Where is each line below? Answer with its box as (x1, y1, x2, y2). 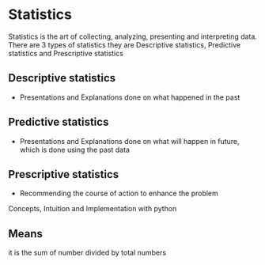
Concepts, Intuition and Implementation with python (8, 204, 177, 214)
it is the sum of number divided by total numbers (8, 248, 167, 258)
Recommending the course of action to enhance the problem (19, 188, 219, 199)
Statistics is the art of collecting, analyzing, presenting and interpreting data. (8, 32, 257, 41)
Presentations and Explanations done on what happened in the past (19, 93, 240, 102)
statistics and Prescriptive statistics (8, 48, 124, 58)
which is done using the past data (19, 145, 131, 154)
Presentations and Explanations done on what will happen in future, (19, 136, 240, 146)
